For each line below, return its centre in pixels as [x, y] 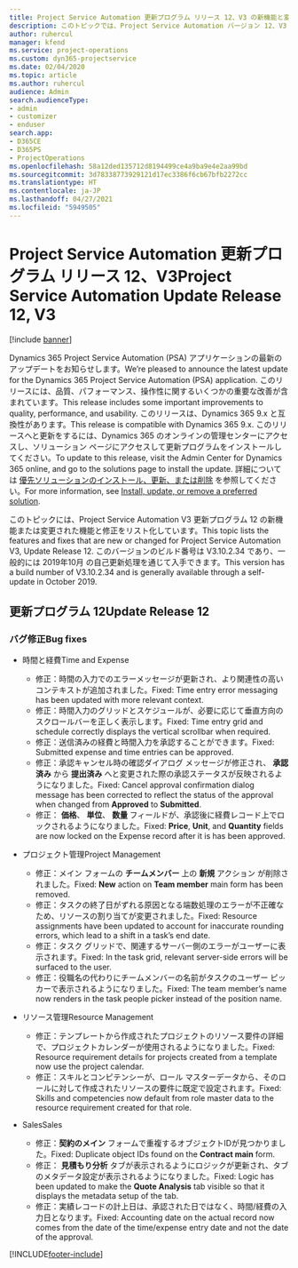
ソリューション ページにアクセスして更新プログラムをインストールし [157, 446]
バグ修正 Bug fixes [48, 639]
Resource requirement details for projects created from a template [156, 1057]
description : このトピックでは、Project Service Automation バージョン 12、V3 [148, 26]
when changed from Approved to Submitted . [118, 804]
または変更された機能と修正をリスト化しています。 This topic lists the [142, 530]
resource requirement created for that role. [114, 1108]
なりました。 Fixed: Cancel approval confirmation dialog [153, 785]
